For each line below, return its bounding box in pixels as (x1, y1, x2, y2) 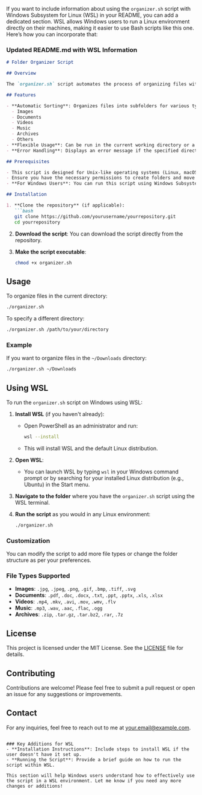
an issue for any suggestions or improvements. (6, 690, 123, 697)
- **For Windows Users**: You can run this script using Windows (6, 181, 173, 187)
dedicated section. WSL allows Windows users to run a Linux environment (6, 18, 190, 25)
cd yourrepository (14, 219, 61, 225)
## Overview (6, 70, 36, 76)
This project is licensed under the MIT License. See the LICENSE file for (6, 644, 184, 652)
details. (6, 650, 25, 658)
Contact (6, 708, 37, 719)
